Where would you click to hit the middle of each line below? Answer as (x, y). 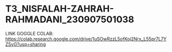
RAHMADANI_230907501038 (70, 19)
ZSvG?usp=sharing (26, 44)
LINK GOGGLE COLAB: (30, 33)
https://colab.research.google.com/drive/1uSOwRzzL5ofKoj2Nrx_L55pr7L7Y (86, 39)
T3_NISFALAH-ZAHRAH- (60, 9)
